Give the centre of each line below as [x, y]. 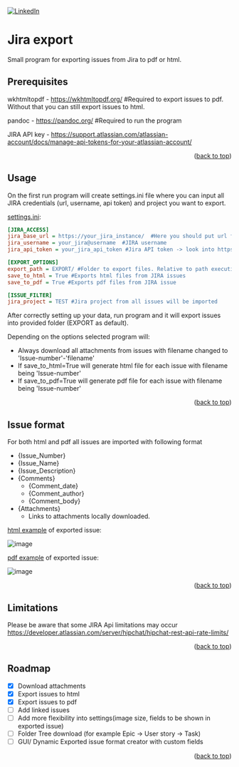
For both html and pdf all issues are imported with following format [105, 442]
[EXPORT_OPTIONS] [33, 263]
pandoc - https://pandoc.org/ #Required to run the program [95, 120]
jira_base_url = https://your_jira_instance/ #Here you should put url [117, 236]
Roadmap [29, 669]
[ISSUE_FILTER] [30, 295]
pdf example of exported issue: [53, 558]
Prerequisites [38, 82]
